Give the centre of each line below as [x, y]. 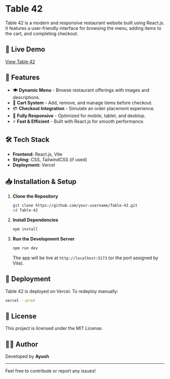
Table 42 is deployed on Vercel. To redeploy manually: [62, 291]
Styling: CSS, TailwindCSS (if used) [50, 160]
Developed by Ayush [27, 356]
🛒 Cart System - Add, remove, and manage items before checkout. [82, 103]
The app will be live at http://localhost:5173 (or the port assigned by [85, 258]
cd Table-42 [25, 210]
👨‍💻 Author [22, 344]
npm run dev [25, 248]
